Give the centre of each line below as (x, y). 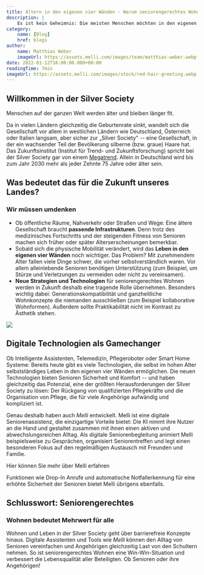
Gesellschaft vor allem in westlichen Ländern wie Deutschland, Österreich (99, 132)
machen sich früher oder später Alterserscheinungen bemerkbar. (97, 242)
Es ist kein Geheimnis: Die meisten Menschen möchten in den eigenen (107, 23)
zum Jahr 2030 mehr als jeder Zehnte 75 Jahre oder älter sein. (85, 164)
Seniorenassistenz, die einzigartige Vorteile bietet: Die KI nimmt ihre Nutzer (100, 421)
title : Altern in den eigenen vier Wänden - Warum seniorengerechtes (96, 12)
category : (19, 29)
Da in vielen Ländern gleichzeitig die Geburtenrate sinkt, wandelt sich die (98, 125)
